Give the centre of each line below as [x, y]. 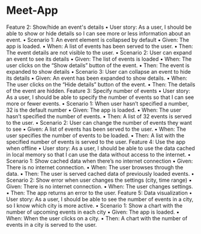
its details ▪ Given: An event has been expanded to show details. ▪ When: [97, 78]
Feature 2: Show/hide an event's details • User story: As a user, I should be [99, 27]
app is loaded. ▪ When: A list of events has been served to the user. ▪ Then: [100, 46]
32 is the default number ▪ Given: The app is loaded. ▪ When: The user [94, 110]
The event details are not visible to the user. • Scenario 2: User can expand [99, 52]
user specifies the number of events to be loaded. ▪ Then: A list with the [95, 135]
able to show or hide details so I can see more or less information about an [98, 33]
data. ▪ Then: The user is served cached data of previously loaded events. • [100, 173]
